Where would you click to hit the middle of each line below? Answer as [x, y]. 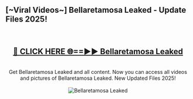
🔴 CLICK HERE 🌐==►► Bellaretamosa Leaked [98, 52]
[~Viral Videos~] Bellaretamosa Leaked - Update [96, 10]
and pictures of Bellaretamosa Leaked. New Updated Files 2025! [98, 78]
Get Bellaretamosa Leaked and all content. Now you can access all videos [98, 72]
